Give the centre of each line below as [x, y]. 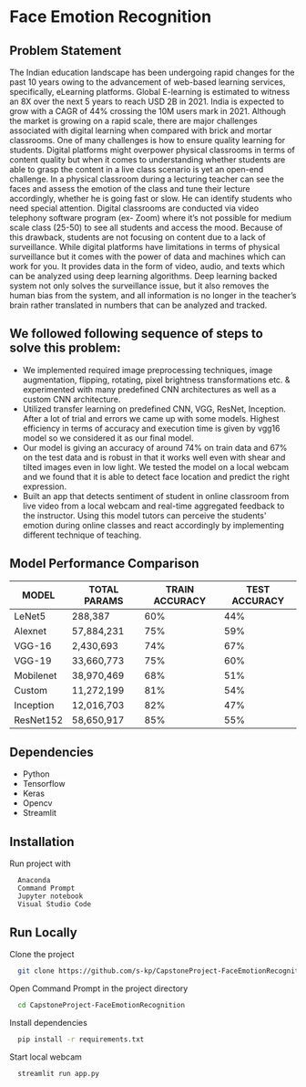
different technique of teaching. [82, 535]
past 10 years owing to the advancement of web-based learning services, [148, 82]
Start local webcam [46, 1057]
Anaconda [34, 881]
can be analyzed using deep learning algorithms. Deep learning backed [143, 276]
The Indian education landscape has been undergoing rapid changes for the [152, 72]
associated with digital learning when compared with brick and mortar [141, 131]
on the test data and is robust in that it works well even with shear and [154, 457]
